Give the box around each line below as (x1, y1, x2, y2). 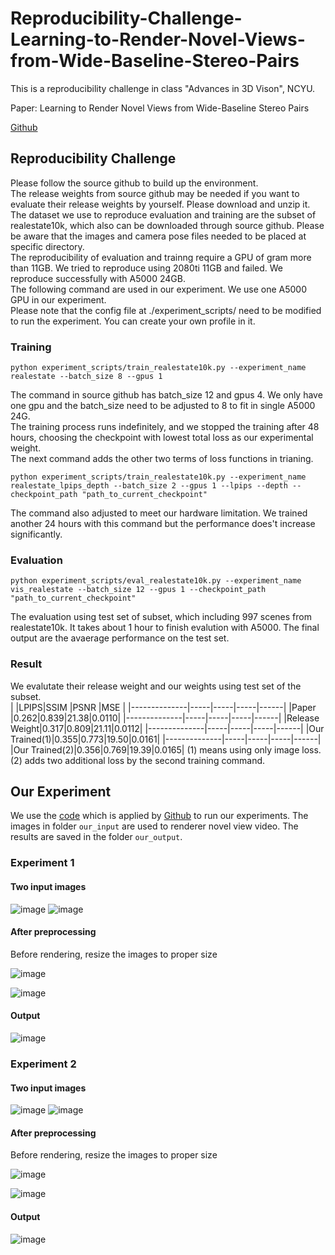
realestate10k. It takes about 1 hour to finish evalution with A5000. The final (10, 622, 320, 634)
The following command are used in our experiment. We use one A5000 (10, 283, 307, 295)
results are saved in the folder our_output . (10, 831, 183, 843)
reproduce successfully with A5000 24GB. (10, 272, 186, 284)
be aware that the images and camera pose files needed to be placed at (10, 230, 307, 242)
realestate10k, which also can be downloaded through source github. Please (10, 219, 325, 231)
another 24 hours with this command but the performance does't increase (10, 518, 316, 530)
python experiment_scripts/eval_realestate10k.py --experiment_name (10, 576, 302, 586)
